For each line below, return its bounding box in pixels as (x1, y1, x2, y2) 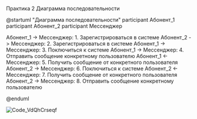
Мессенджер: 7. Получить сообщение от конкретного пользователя (6, 72, 178, 78)
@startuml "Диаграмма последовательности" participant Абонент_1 (6, 16, 175, 23)
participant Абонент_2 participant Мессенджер (6, 23, 122, 29)
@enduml (6, 95, 29, 102)
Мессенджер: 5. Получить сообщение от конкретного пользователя (6, 59, 178, 66)
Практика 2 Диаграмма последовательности (6, 5, 120, 12)
